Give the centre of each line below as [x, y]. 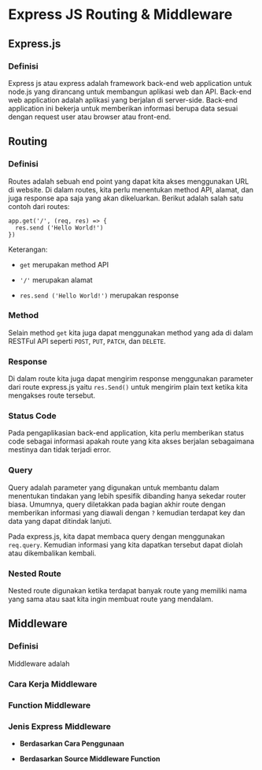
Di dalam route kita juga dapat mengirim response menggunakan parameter [131, 379]
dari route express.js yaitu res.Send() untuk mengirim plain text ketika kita [128, 387]
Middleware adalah [39, 663]
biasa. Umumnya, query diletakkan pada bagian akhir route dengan [117, 504]
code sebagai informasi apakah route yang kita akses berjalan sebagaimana [131, 441]
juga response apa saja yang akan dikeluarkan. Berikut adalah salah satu [126, 198]
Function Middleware [50, 705]
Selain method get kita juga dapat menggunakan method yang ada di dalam [131, 332]
